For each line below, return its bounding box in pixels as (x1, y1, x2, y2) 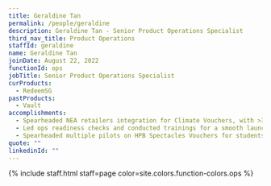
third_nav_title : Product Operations (8, 34, 135, 43)
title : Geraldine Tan (8, 11, 81, 20)
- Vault (15, 101, 42, 110)
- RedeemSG (15, 86, 52, 95)
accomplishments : (8, 110, 67, 118)
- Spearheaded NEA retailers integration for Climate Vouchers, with (15, 117, 254, 125)
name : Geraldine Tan (8, 49, 78, 57)
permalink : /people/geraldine (8, 19, 110, 27)
